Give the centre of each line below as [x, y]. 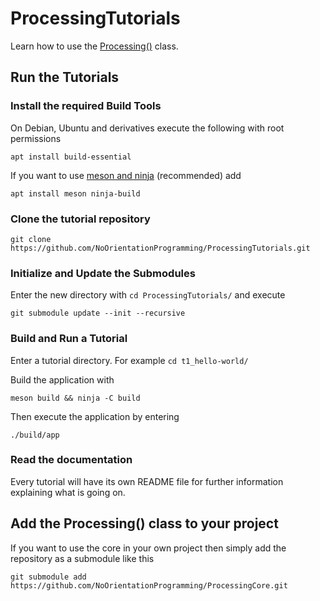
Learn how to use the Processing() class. [94, 46]
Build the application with [62, 379]
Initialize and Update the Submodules [103, 273]
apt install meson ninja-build [75, 193]
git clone [31, 239]
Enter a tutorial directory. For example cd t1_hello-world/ [129, 360]
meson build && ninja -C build [75, 398]
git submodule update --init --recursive [98, 313]
